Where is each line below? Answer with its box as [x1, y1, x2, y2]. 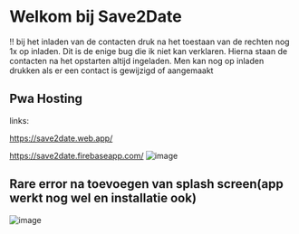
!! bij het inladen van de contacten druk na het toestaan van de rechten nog [9, 36, 290, 47]
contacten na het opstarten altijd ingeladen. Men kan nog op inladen [9, 55, 265, 66]
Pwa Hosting [9, 91, 83, 107]
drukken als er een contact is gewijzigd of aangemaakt [9, 65, 214, 76]
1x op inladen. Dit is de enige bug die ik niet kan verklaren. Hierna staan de [9, 45, 288, 56]
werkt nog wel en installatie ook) [9, 191, 198, 206]
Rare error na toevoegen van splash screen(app [9, 176, 284, 192]
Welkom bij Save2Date [9, 6, 183, 27]
